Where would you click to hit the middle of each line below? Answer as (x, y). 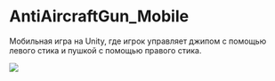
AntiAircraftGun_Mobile (99, 16)
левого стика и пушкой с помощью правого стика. (105, 50)
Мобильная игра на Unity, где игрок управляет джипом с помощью (138, 41)
